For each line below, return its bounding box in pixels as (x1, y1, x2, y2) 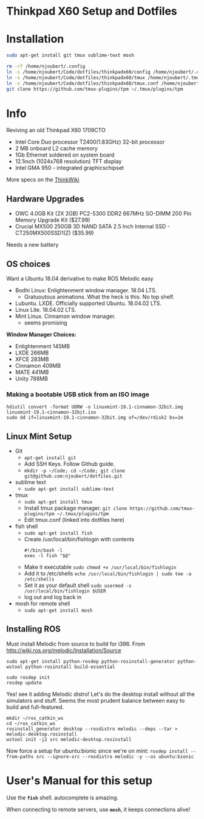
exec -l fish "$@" (24, 553, 71, 559)
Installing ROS (6, 624, 61, 634)
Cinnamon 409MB (15, 362, 61, 369)
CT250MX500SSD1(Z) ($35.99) (15, 230, 94, 237)
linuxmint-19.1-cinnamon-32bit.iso (6, 409, 97, 415)
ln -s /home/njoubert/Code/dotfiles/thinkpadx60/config (6, 69, 151, 75)
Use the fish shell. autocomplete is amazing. (6, 793, 119, 801)
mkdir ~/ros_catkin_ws (6, 715, 64, 721)
